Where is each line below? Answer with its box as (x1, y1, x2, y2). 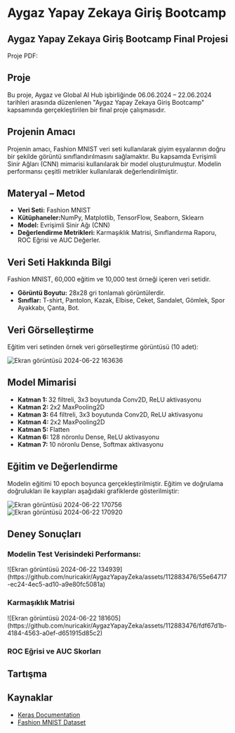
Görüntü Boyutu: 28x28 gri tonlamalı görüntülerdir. (17, 288, 166, 297)
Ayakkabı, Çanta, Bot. (17, 304, 80, 312)
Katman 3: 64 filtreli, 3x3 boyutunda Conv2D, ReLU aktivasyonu (17, 410, 203, 419)
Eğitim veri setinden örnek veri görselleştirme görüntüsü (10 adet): (7, 343, 199, 351)
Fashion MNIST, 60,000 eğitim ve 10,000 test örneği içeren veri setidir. (7, 275, 211, 283)
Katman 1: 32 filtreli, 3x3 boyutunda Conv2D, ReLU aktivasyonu (17, 395, 202, 404)
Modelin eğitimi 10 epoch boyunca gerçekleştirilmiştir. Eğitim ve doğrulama (7, 479, 224, 487)
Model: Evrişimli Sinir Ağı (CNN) (17, 221, 111, 229)
